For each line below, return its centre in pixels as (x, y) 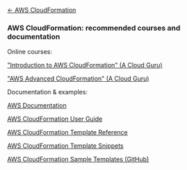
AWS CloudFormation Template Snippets (65, 146)
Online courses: (30, 52)
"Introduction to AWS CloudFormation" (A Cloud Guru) (85, 65)
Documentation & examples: (48, 92)
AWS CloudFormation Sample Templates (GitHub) (78, 160)
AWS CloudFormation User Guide (55, 119)
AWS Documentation (37, 105)
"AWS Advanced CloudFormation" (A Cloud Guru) (78, 78)
